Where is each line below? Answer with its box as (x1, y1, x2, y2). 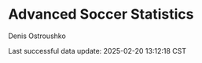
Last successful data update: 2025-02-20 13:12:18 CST (8, 46, 187, 55)
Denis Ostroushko (8, 31, 67, 40)
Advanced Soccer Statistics (8, 5, 194, 23)
